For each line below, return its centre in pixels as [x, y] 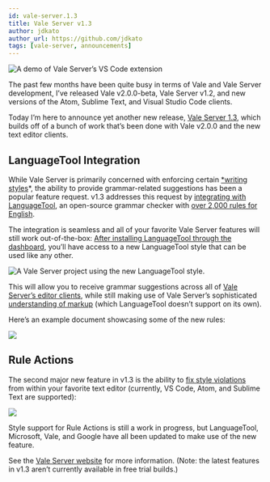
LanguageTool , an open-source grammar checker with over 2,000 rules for [133, 205]
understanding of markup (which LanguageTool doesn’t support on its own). [135, 303]
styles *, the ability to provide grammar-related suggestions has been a [125, 188]
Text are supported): [42, 396]
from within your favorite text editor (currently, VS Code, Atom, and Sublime [134, 388]
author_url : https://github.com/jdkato [76, 38]
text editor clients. [38, 135]
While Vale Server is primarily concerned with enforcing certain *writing [128, 180]
